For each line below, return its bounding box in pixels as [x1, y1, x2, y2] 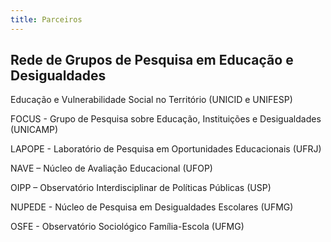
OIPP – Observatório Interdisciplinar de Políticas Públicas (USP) [10, 182, 272, 194]
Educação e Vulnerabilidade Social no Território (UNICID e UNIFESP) [10, 94, 293, 106]
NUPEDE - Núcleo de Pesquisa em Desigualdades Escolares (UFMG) [10, 201, 294, 213]
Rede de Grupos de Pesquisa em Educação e [10, 52, 294, 69]
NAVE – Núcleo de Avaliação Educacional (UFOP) [10, 162, 213, 175]
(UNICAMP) [10, 124, 59, 136]
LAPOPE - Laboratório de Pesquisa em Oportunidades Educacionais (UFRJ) [10, 143, 322, 155]
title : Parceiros [10, 14, 83, 25]
